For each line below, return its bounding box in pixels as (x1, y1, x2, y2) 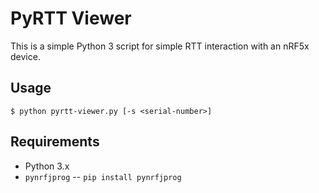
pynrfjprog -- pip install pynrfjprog (24, 170, 182, 182)
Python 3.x (24, 160, 70, 172)
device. (10, 50, 41, 62)
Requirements (10, 133, 100, 151)
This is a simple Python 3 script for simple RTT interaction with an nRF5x (10, 40, 310, 52)
